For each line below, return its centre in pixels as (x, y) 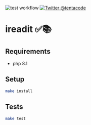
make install (19, 91)
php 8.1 (20, 64)
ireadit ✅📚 (29, 29)
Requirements (28, 51)
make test (16, 118)
